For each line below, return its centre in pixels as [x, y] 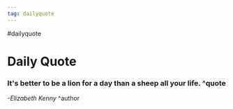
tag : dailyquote [31, 14]
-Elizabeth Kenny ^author [44, 99]
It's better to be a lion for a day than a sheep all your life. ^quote [117, 83]
